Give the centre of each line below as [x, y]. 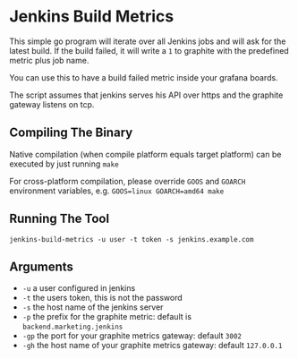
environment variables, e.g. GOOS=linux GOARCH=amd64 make [117, 191]
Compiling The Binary [71, 133]
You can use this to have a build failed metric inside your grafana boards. [144, 77]
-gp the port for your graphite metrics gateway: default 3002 [132, 336]
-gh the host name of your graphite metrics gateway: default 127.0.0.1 [153, 346]
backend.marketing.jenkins [72, 327]
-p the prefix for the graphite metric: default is [107, 317]
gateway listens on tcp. [52, 104]
